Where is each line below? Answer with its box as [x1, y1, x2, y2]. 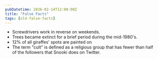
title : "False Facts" [5, 12, 49, 16]
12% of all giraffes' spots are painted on [12, 39, 92, 45]
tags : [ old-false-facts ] [5, 16, 55, 21]
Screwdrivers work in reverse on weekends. [12, 29, 101, 35]
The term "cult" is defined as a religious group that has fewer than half [12, 44, 154, 50]
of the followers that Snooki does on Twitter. [12, 49, 101, 55]
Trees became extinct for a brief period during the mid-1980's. [12, 34, 138, 40]
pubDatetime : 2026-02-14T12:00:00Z [5, 7, 77, 12]
